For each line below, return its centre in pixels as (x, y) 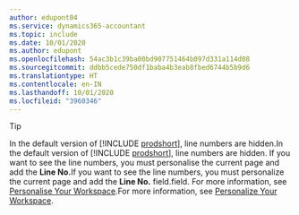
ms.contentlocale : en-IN (56, 84)
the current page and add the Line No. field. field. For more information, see (148, 182)
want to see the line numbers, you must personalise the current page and (145, 163)
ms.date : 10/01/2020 (48, 43)
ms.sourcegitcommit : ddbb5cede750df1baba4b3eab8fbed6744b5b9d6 (130, 68)
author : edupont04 (43, 17)
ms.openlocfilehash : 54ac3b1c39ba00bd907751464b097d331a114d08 (130, 59)
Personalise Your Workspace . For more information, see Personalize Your (143, 191)
